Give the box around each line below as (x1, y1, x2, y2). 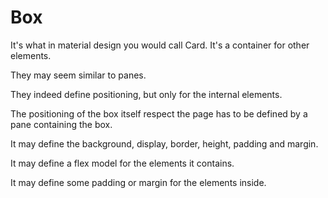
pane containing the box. (10, 118, 113, 130)
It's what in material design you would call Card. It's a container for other (10, 39, 310, 51)
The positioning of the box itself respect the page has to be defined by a (10, 107, 308, 120)
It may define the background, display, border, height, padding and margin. (10, 137, 319, 150)
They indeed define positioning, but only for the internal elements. (10, 88, 283, 100)
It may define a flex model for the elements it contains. (10, 157, 235, 169)
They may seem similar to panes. (10, 69, 147, 81)
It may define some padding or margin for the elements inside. (10, 176, 267, 188)
